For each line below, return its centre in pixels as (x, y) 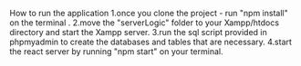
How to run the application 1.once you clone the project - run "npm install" (149, 13)
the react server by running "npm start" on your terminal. (116, 52)
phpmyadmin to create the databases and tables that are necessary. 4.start (150, 42)
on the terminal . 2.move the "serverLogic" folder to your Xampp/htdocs (145, 23)
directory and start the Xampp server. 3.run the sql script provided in (138, 32)
